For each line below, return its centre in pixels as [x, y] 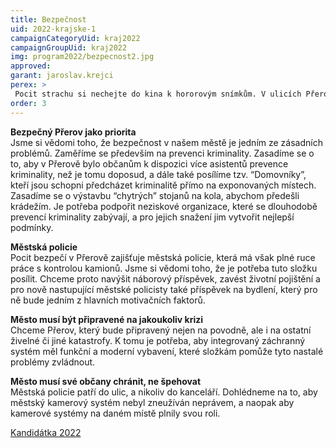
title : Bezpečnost [48, 19]
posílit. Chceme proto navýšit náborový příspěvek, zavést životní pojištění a [165, 278]
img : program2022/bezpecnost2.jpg [82, 57]
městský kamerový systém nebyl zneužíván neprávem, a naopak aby [152, 402]
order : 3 [28, 103]
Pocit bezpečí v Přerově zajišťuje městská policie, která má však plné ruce [163, 257]
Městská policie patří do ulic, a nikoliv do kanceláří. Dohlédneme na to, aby [164, 392]
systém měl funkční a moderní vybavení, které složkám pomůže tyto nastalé [167, 351]
